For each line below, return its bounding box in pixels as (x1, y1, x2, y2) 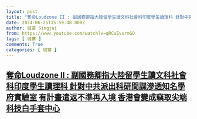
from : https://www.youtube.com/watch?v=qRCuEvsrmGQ (6, 31, 135, 37)
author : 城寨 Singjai (6, 25, 57, 31)
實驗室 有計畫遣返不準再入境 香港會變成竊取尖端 (13, 92, 187, 103)
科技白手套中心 (6, 104, 60, 114)
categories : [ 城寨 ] (6, 47, 57, 53)
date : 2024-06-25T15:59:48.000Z (6, 19, 85, 25)
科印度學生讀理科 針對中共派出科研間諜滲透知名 (6, 81, 178, 91)
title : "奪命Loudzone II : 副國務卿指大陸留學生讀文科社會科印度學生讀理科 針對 (6, 14, 185, 20)
